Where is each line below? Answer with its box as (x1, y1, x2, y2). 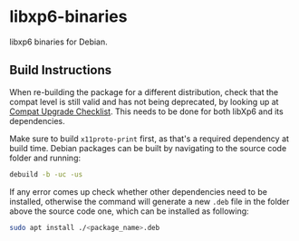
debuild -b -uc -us (9, 169, 83, 178)
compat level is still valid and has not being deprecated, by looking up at (9, 96, 279, 107)
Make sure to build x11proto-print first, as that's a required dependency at (9, 133, 290, 144)
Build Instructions (9, 63, 112, 78)
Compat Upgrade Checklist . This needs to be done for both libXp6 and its (9, 106, 284, 117)
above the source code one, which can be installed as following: (9, 206, 249, 217)
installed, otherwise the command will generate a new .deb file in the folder (9, 196, 290, 207)
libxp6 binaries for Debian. (9, 36, 109, 47)
